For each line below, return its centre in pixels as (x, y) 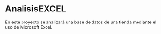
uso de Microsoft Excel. (29, 27)
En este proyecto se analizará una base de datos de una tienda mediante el (81, 22)
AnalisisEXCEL (35, 9)
